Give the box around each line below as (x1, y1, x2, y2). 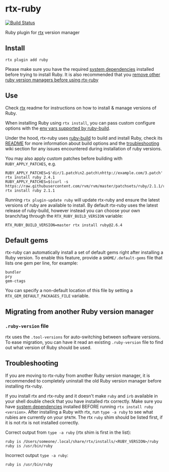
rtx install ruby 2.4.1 (5, 174, 55, 180)
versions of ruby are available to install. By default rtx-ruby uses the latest (5, 202, 158, 208)
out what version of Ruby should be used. (5, 345, 92, 351)
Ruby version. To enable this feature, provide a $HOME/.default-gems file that (5, 255, 162, 261)
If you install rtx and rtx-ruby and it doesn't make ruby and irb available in (5, 393, 158, 399)
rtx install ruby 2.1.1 (5, 188, 55, 193)
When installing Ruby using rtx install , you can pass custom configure (5, 120, 155, 126)
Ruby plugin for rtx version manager (5, 29, 80, 35)
